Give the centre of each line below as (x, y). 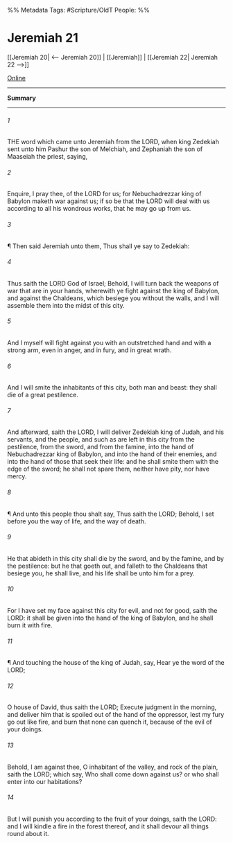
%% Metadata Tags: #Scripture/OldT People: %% (79, 10)
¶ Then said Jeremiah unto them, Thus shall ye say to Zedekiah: (98, 246)
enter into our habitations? (45, 781)
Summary (21, 98)
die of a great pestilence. (43, 395)
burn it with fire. (30, 625)
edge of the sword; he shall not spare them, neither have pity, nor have (109, 469)
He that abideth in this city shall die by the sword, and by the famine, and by (115, 558)
